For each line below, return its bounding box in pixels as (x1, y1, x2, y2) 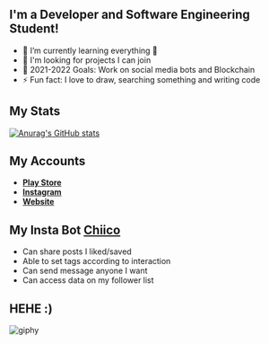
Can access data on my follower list (22, 275, 154, 286)
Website (22, 197, 55, 207)
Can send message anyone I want (22, 265, 148, 277)
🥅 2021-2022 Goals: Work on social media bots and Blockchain (22, 64, 256, 75)
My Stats (9, 103, 61, 119)
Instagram (22, 187, 62, 198)
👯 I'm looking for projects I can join (22, 54, 152, 66)
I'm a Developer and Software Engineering (9, 7, 250, 22)
